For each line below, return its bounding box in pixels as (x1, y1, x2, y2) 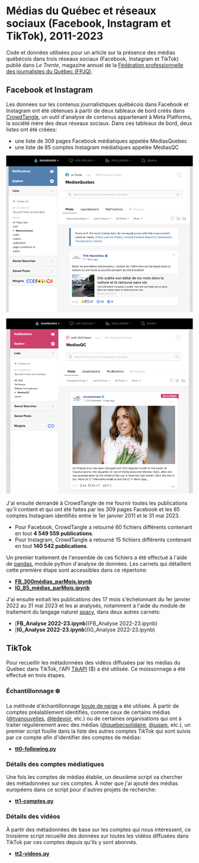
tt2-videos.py (14, 850, 50, 857)
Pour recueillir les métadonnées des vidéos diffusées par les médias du (6, 659, 181, 666)
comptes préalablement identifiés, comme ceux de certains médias (6, 708, 171, 716)
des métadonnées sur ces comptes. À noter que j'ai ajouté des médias (6, 780, 178, 787)
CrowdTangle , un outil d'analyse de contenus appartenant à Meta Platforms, (6, 113, 192, 120)
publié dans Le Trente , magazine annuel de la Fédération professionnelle (6, 61, 184, 69)
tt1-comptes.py (14, 798, 54, 805)
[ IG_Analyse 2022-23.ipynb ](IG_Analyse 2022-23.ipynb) (14, 626, 155, 633)
